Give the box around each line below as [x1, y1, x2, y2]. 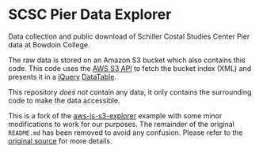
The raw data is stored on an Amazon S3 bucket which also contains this [8, 55, 246, 65]
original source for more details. [8, 136, 112, 145]
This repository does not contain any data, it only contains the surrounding [8, 87, 252, 96]
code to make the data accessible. [8, 95, 120, 105]
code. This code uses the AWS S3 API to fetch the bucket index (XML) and [8, 63, 252, 73]
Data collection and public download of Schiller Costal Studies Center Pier [8, 32, 250, 41]
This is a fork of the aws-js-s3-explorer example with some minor [8, 110, 223, 120]
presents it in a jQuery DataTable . [8, 72, 117, 81]
